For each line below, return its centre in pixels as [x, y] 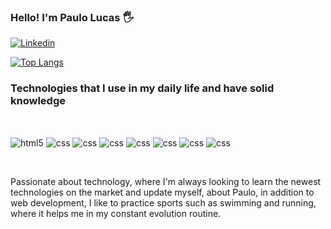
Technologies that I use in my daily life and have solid [142, 88]
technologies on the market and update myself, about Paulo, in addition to [162, 192]
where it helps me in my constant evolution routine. [116, 214]
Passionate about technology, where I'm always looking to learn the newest [166, 182]
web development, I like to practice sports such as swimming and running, [163, 203]
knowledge [38, 101]
